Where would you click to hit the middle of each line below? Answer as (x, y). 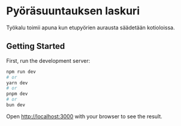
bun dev (16, 105)
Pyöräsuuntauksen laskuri (73, 11)
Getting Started (36, 46)
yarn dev (17, 83)
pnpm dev (17, 94)
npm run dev (21, 72)
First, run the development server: (48, 60)
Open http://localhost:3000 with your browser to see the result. (85, 116)
